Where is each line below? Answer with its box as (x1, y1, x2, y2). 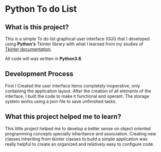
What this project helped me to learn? (5, 112, 122, 121)
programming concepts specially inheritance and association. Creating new (5, 130, 157, 136)
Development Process (5, 70, 74, 78)
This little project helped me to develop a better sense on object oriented (5, 126, 151, 131)
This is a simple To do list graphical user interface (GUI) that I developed (5, 36, 150, 42)
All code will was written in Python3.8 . (5, 56, 83, 62)
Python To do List (5, 3, 77, 15)
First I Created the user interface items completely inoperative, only (5, 83, 140, 88)
